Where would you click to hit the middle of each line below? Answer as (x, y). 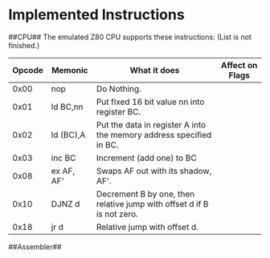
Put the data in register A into (151, 124)
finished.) (24, 45)
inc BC (63, 158)
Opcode (28, 70)
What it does (155, 70)
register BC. (119, 111)
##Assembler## (35, 247)
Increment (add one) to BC (146, 158)
